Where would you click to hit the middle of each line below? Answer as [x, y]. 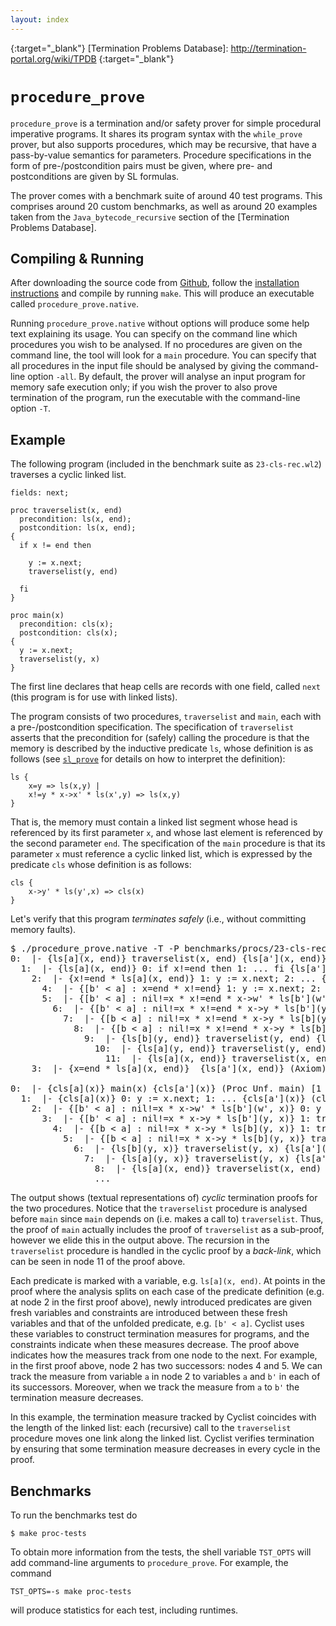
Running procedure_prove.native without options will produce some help [160, 323]
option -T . [30, 408]
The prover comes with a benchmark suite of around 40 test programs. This [166, 195]
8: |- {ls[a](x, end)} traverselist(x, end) [208, 1169]
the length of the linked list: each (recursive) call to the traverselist [151, 1428]
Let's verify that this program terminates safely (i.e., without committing [158, 919]
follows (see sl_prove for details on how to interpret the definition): [148, 759]
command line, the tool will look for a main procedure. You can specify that [163, 355]
